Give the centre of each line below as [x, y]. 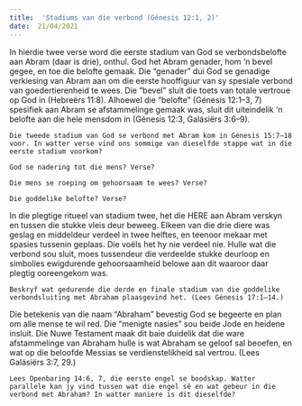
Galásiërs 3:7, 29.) [43, 362]
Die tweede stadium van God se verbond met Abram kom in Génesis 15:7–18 [151, 135]
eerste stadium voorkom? [56, 151]
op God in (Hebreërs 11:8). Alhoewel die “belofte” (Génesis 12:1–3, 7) [136, 99]
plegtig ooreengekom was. [59, 272]
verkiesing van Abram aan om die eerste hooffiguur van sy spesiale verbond [151, 80]
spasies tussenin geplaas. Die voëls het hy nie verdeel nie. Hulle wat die [143, 244]
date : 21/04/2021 [44, 26]
